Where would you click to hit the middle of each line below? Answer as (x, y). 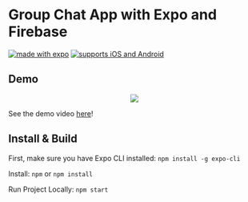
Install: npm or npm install (51, 173)
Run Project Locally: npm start (58, 189)
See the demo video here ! (51, 113)
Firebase (38, 32)
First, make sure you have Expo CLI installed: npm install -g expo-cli (124, 158)
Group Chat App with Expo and (113, 15)
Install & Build (43, 139)
